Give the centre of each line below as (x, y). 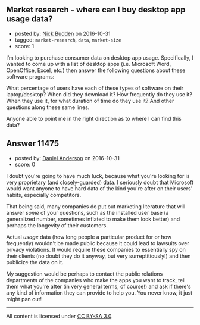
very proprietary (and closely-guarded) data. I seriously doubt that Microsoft (100, 182)
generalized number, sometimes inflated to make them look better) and (93, 219)
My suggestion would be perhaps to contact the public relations (85, 274)
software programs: (30, 76)
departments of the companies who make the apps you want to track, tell (96, 280)
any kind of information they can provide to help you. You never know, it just (99, 293)
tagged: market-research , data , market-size (68, 40)
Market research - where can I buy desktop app (96, 10)
